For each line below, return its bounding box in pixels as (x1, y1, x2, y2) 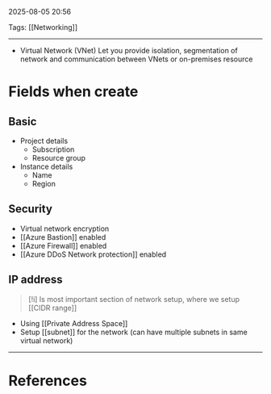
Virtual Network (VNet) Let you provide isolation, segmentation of (19, 46, 238, 55)
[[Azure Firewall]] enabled (19, 241, 107, 250)
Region (31, 179, 56, 188)
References (8, 371, 87, 390)
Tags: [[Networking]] (8, 23, 78, 31)
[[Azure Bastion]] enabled (19, 232, 106, 241)
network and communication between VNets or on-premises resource (19, 54, 253, 64)
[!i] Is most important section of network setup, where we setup (27, 294, 240, 304)
